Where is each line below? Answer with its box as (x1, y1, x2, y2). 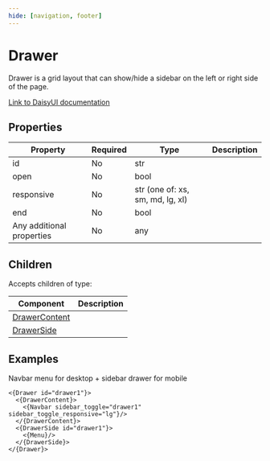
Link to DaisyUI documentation (8, 97, 110, 107)
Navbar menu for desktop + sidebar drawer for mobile (8, 373, 187, 383)
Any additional (12, 220, 67, 232)
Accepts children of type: (8, 279, 92, 289)
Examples (8, 352, 59, 366)
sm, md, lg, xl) (134, 194, 188, 205)
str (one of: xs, (134, 184, 190, 196)
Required (91, 144, 127, 155)
